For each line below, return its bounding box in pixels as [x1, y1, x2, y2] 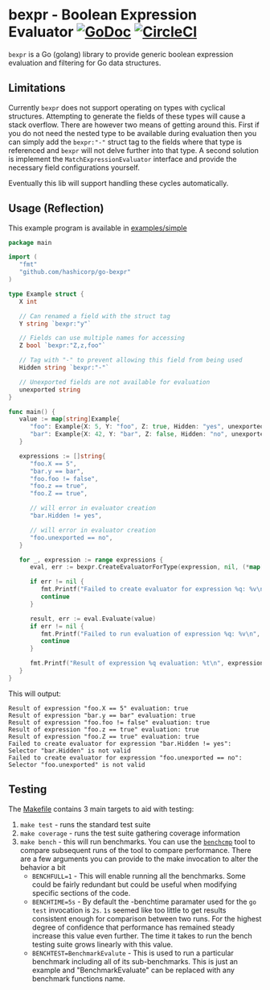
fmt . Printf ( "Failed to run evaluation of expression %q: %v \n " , [40, 630, 261, 638]
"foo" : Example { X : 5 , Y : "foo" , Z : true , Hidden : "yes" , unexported [29, 423, 264, 431]
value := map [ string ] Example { [18, 415, 121, 424]
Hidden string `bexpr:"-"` [18, 364, 110, 372]
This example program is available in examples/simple [8, 223, 187, 233]
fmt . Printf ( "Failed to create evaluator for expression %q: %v [40, 586, 257, 594]
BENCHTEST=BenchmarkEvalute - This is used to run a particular [31, 948, 235, 958]
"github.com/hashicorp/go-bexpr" [18, 268, 131, 276]
